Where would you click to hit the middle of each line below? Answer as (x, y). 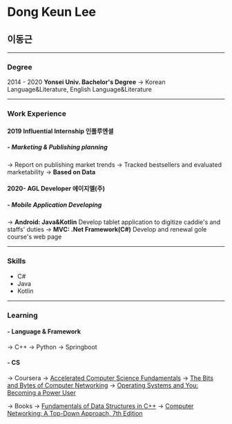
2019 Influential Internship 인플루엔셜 (60, 131)
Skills (17, 261)
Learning (22, 315)
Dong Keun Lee (52, 12)
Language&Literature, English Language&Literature (79, 90)
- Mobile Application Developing (55, 205)
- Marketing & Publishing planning (58, 147)
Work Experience (37, 114)
